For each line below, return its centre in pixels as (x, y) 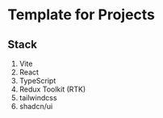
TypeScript (38, 81)
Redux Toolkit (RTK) (52, 89)
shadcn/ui (36, 106)
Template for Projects (81, 15)
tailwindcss (38, 98)
